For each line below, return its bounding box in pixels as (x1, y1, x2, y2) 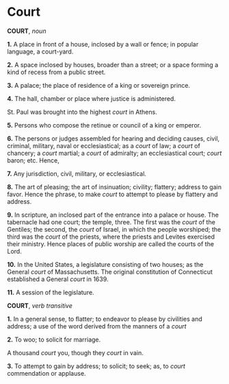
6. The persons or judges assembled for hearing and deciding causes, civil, (7, 134, 220, 143)
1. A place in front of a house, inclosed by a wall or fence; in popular (7, 40, 199, 48)
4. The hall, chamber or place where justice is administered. (7, 94, 176, 103)
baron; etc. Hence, (7, 156, 60, 165)
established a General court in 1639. (7, 275, 109, 283)
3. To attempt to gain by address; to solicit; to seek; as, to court (7, 361, 186, 370)
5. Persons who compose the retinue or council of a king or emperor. (7, 121, 202, 129)
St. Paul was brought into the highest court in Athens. (7, 108, 157, 116)
